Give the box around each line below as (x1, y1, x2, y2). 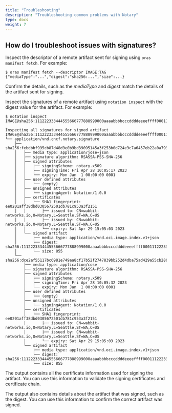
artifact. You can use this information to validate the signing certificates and (5, 376, 165, 382)
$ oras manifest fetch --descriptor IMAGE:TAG (5, 70, 106, 75)
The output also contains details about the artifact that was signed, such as (5, 391, 164, 397)
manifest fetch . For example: (5, 60, 68, 66)
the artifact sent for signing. (5, 89, 64, 95)
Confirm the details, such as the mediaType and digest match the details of (5, 83, 164, 90)
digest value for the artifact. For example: (5, 104, 93, 110)
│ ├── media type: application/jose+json (14, 150, 109, 155)
